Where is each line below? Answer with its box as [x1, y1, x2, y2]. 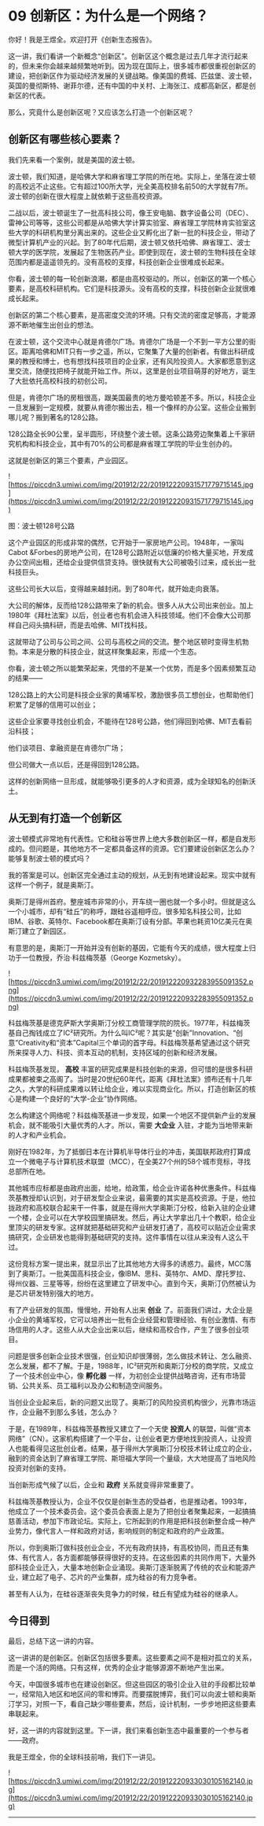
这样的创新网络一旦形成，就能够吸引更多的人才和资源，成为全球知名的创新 [8, 776, 249, 786]
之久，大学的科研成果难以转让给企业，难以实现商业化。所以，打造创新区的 [8, 1084, 249, 1093]
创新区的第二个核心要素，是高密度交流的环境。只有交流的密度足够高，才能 [8, 310, 249, 319]
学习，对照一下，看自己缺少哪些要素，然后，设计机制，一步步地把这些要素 [14, 1699, 256, 1709]
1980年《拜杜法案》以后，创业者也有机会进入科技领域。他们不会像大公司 [8, 610, 244, 619]
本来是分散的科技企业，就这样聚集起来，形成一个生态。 [21, 646, 201, 656]
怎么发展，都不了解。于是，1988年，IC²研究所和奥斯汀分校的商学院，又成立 [8, 1361, 254, 1370]
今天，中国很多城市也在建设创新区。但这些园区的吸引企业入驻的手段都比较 [8, 1680, 249, 1689]
